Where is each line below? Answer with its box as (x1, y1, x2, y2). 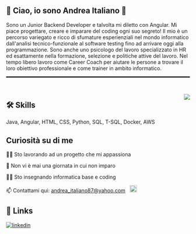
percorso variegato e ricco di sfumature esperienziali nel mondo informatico (6, 33, 189, 41)
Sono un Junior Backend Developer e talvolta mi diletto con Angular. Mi (6, 21, 177, 28)
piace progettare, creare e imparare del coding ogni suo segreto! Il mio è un (6, 27, 188, 34)
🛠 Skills (6, 100, 36, 110)
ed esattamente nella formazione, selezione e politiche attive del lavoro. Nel (6, 52, 188, 59)
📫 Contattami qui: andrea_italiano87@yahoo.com (6, 187, 125, 194)
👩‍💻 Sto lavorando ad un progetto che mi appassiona (6, 151, 131, 158)
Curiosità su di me (6, 135, 73, 145)
